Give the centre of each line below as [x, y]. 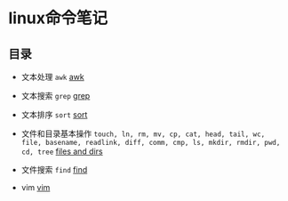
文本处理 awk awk [53, 77]
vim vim [36, 187]
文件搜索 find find [54, 169]
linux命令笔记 [58, 18]
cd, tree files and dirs [62, 151]
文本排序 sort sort [54, 115]
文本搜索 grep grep [56, 96]
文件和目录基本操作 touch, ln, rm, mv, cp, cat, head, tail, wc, [143, 133]
